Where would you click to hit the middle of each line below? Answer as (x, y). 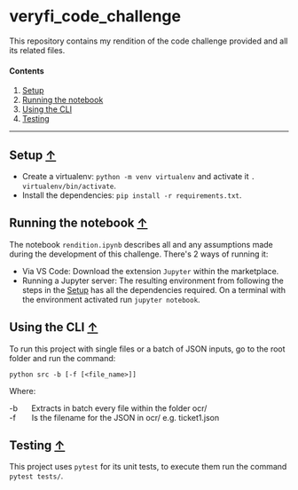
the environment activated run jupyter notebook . (111, 299)
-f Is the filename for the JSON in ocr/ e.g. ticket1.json (114, 417)
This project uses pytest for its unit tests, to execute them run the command (148, 467)
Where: (23, 391)
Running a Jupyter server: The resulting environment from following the (153, 281)
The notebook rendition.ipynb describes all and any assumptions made (141, 244)
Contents (27, 71)
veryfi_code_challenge (95, 16)
